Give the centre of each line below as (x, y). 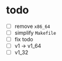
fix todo (24, 40)
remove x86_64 (32, 26)
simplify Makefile (35, 33)
